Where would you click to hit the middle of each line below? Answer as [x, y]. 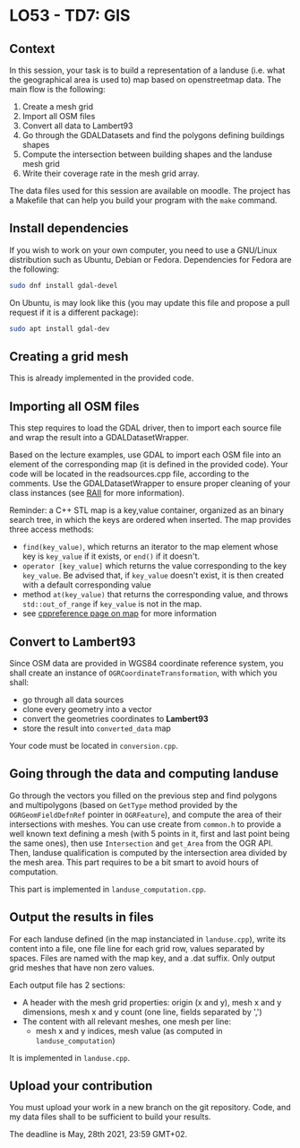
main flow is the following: [57, 89]
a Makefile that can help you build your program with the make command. [143, 200]
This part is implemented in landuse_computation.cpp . [108, 889]
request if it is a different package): [74, 312]
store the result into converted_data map [97, 728]
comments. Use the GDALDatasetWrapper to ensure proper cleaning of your [150, 483]
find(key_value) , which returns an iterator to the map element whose [150, 547]
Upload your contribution [81, 1086]
